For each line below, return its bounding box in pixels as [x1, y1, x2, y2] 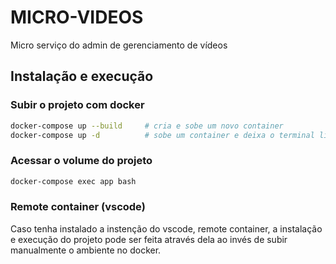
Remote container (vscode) [10, 200, 146, 214]
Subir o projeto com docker [10, 98, 145, 112]
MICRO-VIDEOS [10, 6, 144, 29]
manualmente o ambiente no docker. [10, 244, 162, 256]
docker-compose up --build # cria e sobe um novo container [10, 121, 284, 131]
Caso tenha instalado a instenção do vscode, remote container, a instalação [10, 222, 323, 235]
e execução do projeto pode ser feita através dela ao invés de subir [10, 233, 288, 245]
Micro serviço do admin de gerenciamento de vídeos [10, 39, 228, 51]
